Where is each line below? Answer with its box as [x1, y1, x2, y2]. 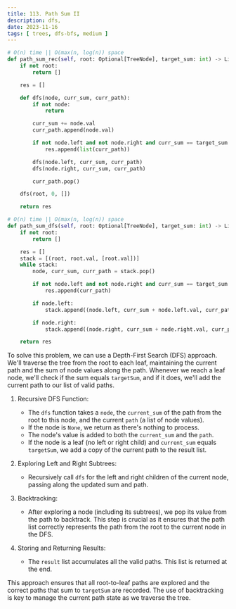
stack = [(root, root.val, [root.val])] [20, 255, 140, 262]
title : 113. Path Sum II [7, 10, 80, 18]
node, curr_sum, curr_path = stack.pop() [32, 268, 156, 275]
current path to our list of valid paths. [7, 381, 114, 389]
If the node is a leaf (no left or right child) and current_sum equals [27, 438, 216, 447]
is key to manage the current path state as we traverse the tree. [7, 594, 191, 602]
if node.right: [32, 319, 77, 326]
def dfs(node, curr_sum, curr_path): [20, 94, 131, 101]
